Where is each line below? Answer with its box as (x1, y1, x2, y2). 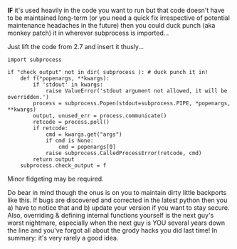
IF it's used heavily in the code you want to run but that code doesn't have (7, 6, 226, 14)
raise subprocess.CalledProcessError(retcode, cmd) (45, 149, 202, 157)
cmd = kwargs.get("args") (45, 131, 122, 138)
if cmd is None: (45, 137, 94, 144)
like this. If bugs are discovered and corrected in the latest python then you (7, 196, 228, 204)
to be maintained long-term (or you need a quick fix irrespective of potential (7, 14, 230, 22)
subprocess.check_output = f (20, 162, 107, 169)
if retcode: (33, 124, 69, 132)
